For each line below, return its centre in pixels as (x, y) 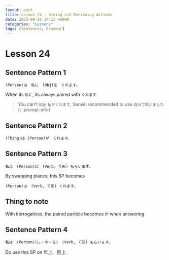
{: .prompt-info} (34, 110)
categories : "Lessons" (29, 24)
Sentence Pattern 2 (36, 125)
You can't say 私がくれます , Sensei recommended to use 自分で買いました (91, 104)
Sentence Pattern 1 (36, 72)
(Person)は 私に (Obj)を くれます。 (43, 85)
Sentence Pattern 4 (37, 229)
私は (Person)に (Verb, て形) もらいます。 (49, 166)
